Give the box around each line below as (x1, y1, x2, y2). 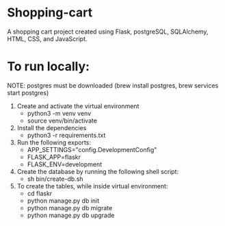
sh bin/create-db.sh (27, 175, 83, 183)
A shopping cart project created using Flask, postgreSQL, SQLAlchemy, (7, 27, 209, 36)
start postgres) (7, 88, 49, 97)
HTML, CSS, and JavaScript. (7, 34, 88, 42)
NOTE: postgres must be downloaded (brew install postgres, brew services (7, 81, 219, 90)
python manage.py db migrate (27, 203, 113, 212)
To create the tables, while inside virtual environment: (16, 181, 168, 190)
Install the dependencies (16, 123, 87, 131)
